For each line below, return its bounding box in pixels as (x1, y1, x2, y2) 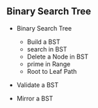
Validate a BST (16, 80, 59, 89)
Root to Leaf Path (26, 67, 77, 75)
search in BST (26, 45, 67, 53)
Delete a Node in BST (26, 52, 89, 61)
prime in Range (26, 59, 71, 68)
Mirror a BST (16, 94, 54, 102)
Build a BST (26, 38, 60, 46)
